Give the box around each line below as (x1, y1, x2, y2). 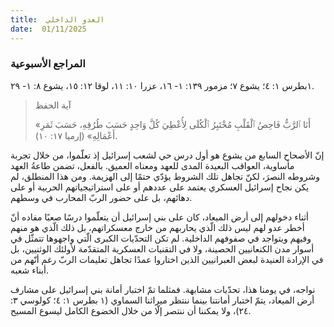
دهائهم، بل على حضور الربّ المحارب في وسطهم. (10, 191, 193, 203)
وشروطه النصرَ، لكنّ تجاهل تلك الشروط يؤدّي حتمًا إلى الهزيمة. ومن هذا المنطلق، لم (10, 170, 320, 182)
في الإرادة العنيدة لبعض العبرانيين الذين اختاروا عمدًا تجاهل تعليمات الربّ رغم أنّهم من (10, 253, 324, 265)
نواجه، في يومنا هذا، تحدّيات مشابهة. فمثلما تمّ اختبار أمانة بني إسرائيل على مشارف (10, 283, 316, 295)
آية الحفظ (34, 99, 72, 111)
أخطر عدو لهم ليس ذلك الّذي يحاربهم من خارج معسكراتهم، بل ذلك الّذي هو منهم (10, 221, 305, 233)
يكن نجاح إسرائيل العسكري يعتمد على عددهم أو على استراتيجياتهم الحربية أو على (10, 181, 310, 193)
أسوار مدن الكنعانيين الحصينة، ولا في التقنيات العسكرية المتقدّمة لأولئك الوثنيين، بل (10, 242, 315, 255)
